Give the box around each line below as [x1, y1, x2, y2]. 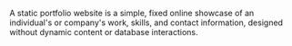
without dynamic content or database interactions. [9, 27, 198, 37]
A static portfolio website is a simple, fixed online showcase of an [9, 8, 255, 18]
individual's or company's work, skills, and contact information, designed [9, 17, 284, 28]
